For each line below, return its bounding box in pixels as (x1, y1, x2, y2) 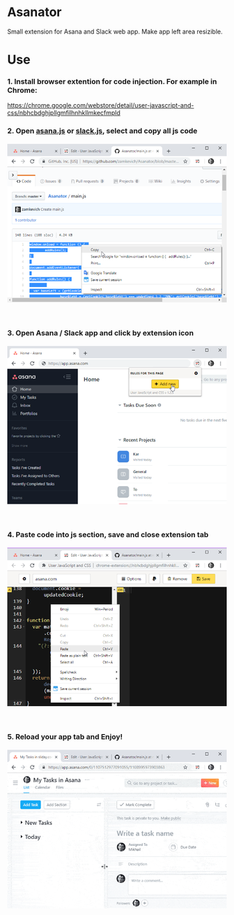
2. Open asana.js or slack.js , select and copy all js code (7, 126, 198, 136)
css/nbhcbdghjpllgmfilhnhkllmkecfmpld (7, 109, 120, 117)
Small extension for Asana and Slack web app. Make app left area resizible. (7, 27, 223, 36)
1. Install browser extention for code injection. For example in (7, 77, 217, 87)
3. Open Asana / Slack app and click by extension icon (7, 328, 194, 337)
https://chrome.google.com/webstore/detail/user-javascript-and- (7, 101, 194, 110)
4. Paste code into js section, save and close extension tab (7, 530, 209, 540)
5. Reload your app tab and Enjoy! (7, 731, 123, 741)
